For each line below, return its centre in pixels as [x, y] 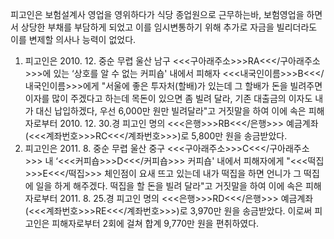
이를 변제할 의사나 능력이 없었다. [73, 39]
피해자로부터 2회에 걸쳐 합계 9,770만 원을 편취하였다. [155, 223]
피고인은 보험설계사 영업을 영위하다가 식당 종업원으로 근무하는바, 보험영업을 [157, 14]
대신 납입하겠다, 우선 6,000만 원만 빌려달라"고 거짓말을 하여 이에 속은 [171, 111]
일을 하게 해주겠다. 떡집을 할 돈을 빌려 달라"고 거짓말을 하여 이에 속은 [169, 186]
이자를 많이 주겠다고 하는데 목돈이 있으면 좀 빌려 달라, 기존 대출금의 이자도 [168, 98]
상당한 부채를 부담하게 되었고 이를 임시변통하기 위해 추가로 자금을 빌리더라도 [169, 27]
